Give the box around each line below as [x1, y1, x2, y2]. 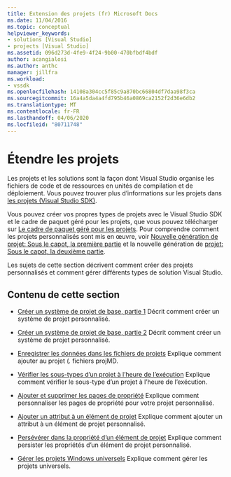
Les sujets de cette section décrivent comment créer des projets [7, 261, 194, 270]
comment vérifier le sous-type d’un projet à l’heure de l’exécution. [17, 378, 208, 386]
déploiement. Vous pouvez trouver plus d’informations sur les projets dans [7, 189, 222, 198]
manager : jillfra [7, 69, 58, 76]
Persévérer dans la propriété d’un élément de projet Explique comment [17, 434, 222, 442]
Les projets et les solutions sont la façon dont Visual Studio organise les [7, 174, 215, 183]
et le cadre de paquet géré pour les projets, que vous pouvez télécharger [7, 218, 218, 226]
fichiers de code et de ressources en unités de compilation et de [7, 181, 194, 190]
